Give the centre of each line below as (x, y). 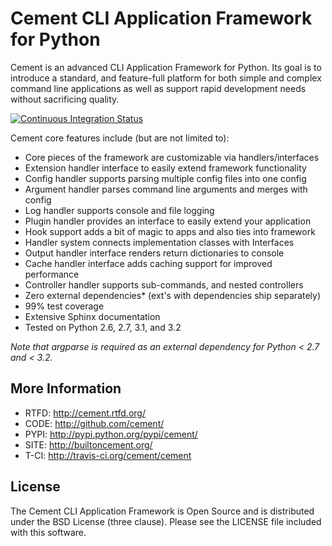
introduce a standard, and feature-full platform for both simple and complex (166, 78)
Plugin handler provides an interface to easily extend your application (168, 221)
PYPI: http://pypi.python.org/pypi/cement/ (111, 434)
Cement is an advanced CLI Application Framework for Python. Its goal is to (166, 67)
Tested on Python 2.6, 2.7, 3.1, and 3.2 (103, 327)
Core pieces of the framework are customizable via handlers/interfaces (172, 157)
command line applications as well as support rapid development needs (158, 88)
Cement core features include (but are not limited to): (120, 138)
